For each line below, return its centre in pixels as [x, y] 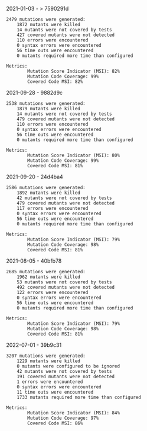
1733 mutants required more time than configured [79, 397]
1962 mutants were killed [49, 277]
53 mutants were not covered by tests [64, 282]
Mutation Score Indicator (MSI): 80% [73, 155]
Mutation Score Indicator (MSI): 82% [73, 71]
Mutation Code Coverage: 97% [63, 418]
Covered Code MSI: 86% [55, 423]
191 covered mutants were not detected [66, 376]
